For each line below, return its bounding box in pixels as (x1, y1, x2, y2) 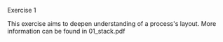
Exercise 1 (7, 6, 36, 14)
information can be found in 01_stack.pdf (7, 27, 126, 35)
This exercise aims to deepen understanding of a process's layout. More (7, 20, 217, 27)
